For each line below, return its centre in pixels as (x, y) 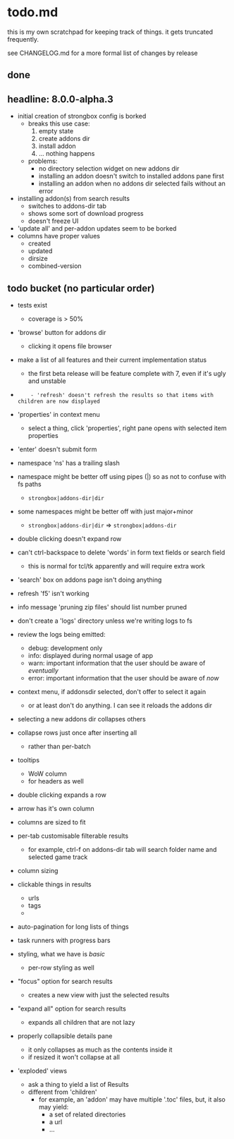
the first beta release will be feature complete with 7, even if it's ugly (127, 373)
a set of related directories (87, 1114)
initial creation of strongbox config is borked (82, 116)
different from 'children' (62, 1092)
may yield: (54, 1107)
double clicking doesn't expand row (69, 538)
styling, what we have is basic (61, 954)
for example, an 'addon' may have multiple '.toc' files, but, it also (132, 1099)
